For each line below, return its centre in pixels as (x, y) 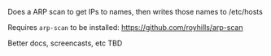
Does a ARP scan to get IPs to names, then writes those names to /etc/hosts (135, 12)
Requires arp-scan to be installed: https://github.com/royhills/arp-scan (125, 27)
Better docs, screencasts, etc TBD (65, 43)
